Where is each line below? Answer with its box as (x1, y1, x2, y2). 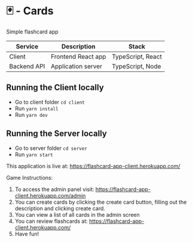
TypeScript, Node (111, 62, 161, 70)
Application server (50, 62, 103, 70)
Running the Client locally (6, 83, 105, 93)
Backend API (9, 62, 45, 70)
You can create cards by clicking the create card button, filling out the (14, 198, 187, 205)
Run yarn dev (14, 111, 48, 118)
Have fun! (14, 230, 39, 237)
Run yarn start (14, 150, 53, 158)
